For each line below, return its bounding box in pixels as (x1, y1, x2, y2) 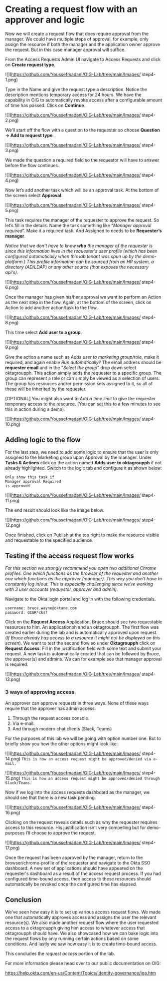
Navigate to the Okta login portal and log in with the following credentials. (5, 596, 156, 602)
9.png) (5, 344, 19, 350)
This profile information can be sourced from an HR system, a (26, 259, 154, 265)
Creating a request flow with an (5, 4, 138, 15)
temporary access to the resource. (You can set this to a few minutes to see (5, 401, 161, 407)
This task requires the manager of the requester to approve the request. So (5, 217, 160, 223)
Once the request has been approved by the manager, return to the (5, 854, 143, 860)
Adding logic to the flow (5, 436, 81, 444)
